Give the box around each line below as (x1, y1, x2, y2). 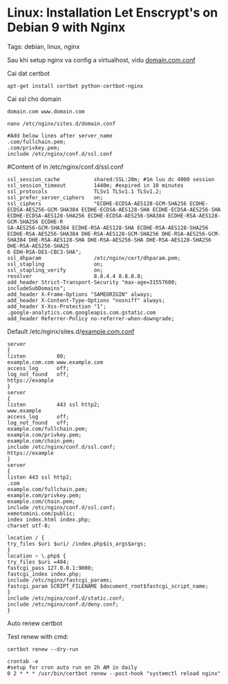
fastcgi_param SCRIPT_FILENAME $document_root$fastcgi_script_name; (7, 582, 209, 589)
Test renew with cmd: (7, 632, 69, 640)
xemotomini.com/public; (7, 510, 76, 517)
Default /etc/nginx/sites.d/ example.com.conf (7, 327, 135, 335)
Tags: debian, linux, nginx (7, 42, 80, 50)
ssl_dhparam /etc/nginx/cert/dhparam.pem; (7, 255, 181, 261)
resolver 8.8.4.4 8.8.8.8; (7, 272, 144, 279)
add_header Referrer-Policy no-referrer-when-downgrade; (7, 315, 175, 322)
